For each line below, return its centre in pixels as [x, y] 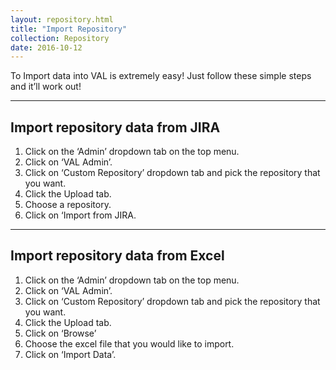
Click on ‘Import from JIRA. [80, 215]
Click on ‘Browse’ [60, 333]
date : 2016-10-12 [46, 47]
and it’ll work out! [46, 87]
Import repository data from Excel [117, 256]
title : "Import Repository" [69, 29]
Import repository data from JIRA [115, 127]
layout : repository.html [62, 19]
